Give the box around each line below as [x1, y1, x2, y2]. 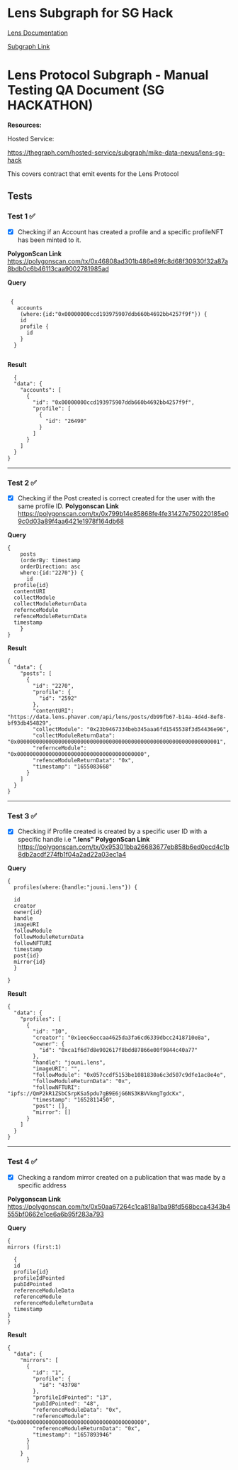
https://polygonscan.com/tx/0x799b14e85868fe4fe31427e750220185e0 [17, 509, 229, 517]
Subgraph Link [7, 42, 50, 50]
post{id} [13, 953, 40, 960]
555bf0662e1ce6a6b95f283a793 [7, 1210, 104, 1218]
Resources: [7, 121, 42, 129]
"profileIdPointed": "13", [33, 1393, 113, 1401]
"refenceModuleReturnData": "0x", [33, 757, 135, 764]
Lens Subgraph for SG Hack [7, 5, 174, 21]
